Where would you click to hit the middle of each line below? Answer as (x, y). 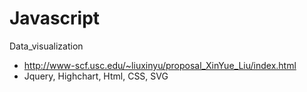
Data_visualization (46, 46)
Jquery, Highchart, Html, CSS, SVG (96, 76)
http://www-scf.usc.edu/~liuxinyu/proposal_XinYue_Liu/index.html (160, 65)
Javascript (55, 18)
